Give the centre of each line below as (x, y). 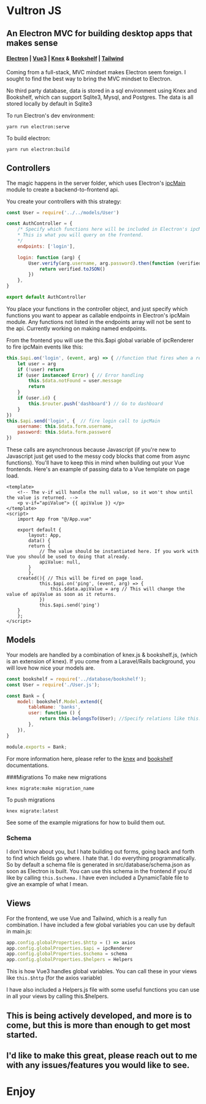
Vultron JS (34, 11)
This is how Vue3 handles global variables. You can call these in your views (102, 971)
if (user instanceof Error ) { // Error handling (81, 375)
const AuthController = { (39, 224)
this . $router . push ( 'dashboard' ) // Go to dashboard (96, 403)
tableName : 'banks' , (55, 707)
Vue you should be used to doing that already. (68, 557)
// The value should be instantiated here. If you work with (119, 552)
